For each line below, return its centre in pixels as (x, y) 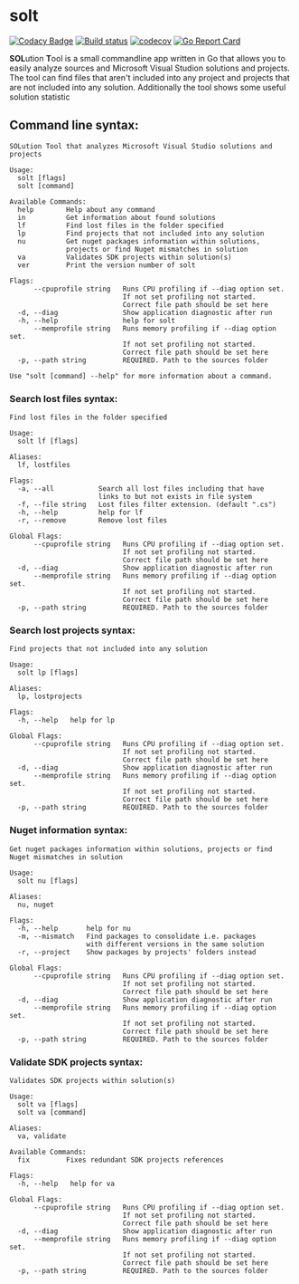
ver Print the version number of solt (107, 265)
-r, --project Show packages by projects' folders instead (137, 952)
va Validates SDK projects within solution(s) (125, 257)
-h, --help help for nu (74, 928)
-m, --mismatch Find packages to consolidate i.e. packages (137, 936)
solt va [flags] (48, 1104)
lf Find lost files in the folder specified (121, 225)
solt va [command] (52, 1112)
